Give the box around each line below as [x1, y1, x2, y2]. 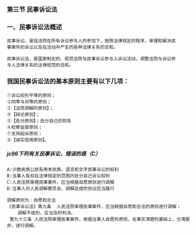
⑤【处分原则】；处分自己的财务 [7, 118, 72, 124]
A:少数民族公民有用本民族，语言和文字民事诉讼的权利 [7, 166, 119, 173]
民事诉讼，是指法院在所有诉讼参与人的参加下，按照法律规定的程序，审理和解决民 [7, 38, 176, 44]
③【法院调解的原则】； [7, 105, 54, 111]
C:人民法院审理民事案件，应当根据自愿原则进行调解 [7, 180, 115, 186]
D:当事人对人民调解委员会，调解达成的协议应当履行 [7, 186, 115, 192]
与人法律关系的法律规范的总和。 [7, 62, 74, 68]
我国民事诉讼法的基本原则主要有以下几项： [7, 77, 130, 86]
